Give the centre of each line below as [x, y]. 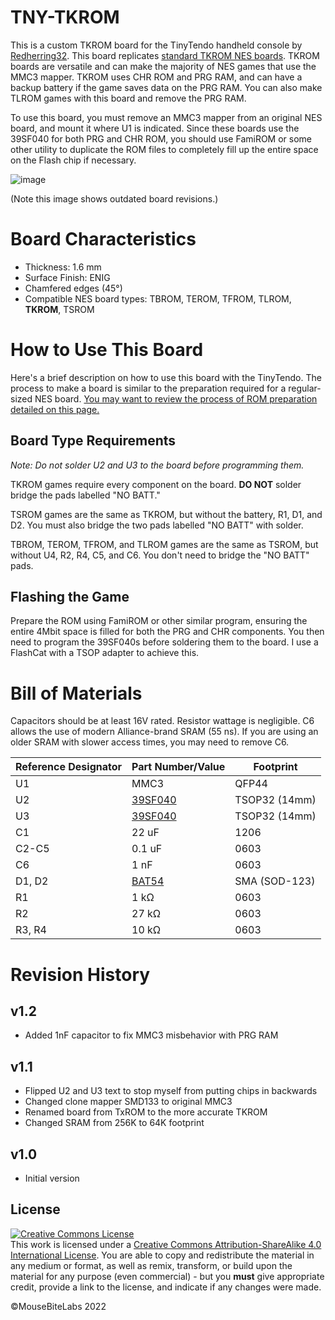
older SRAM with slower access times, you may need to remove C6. [150, 742]
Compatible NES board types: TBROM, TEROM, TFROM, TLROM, [158, 298]
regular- [305, 388]
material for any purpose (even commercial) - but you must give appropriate [167, 1276]
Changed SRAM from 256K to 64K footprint [114, 1123]
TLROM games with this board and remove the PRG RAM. [128, 98]
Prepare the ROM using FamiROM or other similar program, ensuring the [159, 621]
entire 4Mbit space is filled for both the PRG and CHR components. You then [167, 632]
